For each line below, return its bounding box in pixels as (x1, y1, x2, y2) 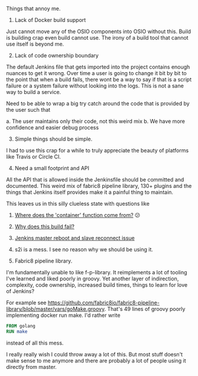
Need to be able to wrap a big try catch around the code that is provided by (6, 100, 190, 107)
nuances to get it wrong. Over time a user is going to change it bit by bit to (6, 70, 187, 76)
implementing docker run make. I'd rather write (6, 312, 121, 319)
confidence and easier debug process (6, 124, 99, 131)
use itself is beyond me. (6, 41, 64, 47)
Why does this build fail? (14, 223, 75, 230)
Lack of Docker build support (14, 17, 86, 23)
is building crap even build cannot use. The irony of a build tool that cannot (6, 34, 189, 41)
